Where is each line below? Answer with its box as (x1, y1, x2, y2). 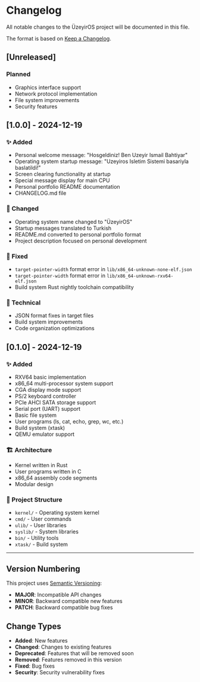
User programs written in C (14, 468, 82, 475)
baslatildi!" (14, 164, 41, 171)
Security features (14, 103, 58, 110)
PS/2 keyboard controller (14, 392, 76, 400)
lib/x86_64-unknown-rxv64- (107, 273, 174, 279)
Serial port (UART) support (14, 405, 81, 412)
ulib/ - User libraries (14, 522, 67, 529)
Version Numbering (6, 564, 80, 574)
